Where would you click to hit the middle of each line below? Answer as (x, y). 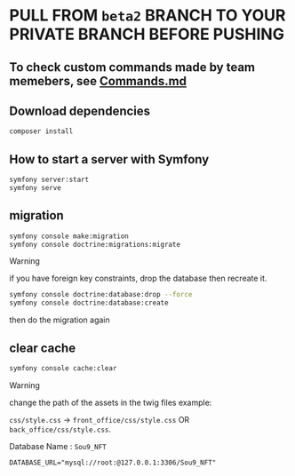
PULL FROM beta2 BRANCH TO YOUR (147, 16)
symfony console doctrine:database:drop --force (101, 295)
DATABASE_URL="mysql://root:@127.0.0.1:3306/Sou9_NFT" (113, 463)
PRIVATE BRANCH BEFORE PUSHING (147, 34)
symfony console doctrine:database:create (89, 303)
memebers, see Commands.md (98, 81)
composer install (41, 131)
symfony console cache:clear (63, 368)
